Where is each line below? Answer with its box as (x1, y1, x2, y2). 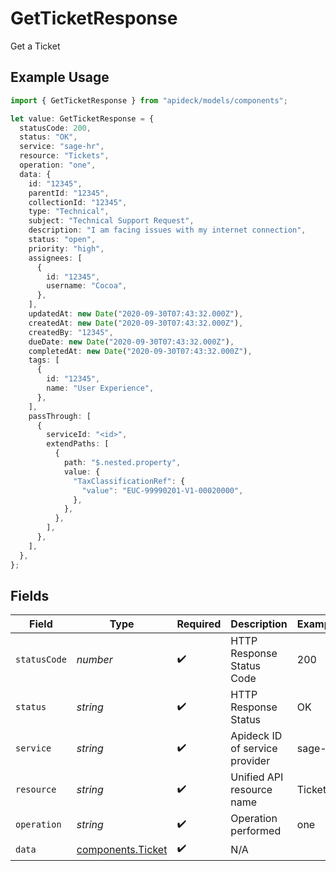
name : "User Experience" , (46, 383, 155, 393)
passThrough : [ (28, 411, 92, 421)
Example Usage (10, 69, 110, 86)
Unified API (230, 770, 284, 784)
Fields (10, 587, 50, 604)
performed (230, 824, 282, 838)
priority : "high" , (28, 243, 105, 254)
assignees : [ (28, 253, 83, 263)
